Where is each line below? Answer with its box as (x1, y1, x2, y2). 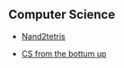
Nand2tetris (21, 30, 66, 41)
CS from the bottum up (21, 48, 107, 59)
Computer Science (8, 7, 116, 22)
